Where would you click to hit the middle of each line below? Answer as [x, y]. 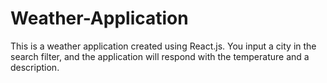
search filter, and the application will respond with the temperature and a [160, 56]
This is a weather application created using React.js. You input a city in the [163, 46]
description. [35, 67]
